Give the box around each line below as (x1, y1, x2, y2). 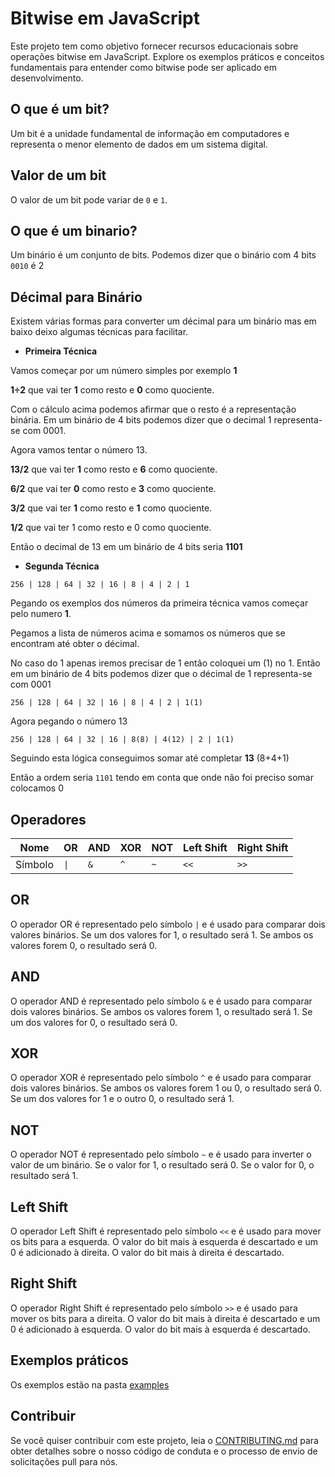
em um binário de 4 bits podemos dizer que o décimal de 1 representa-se (10, 668, 313, 680)
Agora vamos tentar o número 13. (10, 444, 148, 456)
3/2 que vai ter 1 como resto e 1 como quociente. (10, 502, 213, 514)
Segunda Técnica (24, 560, 100, 572)
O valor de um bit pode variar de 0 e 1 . (10, 193, 168, 206)
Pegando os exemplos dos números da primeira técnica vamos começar (10, 597, 309, 609)
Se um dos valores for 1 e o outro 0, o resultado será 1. (10, 1093, 235, 1105)
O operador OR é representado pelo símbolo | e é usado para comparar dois (10, 918, 326, 930)
